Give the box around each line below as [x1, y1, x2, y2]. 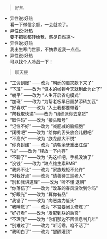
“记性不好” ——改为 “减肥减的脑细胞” [9, 123, 85, 129]
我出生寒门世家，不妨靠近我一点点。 [9, 47, 84, 52]
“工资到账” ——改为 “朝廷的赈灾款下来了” [9, 80, 94, 86]
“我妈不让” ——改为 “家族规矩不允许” [9, 167, 85, 173]
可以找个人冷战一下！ [9, 59, 53, 64]
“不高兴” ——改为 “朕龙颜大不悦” [9, 136, 76, 141]
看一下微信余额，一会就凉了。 [9, 22, 71, 27]
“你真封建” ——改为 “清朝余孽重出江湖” [9, 142, 90, 148]
